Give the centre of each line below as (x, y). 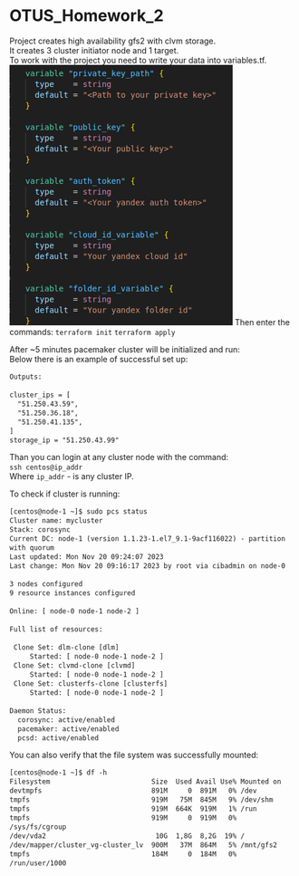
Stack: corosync (40, 529)
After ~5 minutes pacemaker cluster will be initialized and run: (125, 349)
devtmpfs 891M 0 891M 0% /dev (133, 790)
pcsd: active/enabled (58, 738)
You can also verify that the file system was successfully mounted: (134, 755)
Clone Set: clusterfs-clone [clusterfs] (91, 683)
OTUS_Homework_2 (87, 16)
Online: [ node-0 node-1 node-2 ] (75, 611)
